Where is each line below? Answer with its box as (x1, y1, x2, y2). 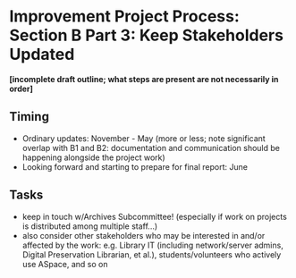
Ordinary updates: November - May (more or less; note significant (21, 132, 266, 144)
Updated (9, 45, 75, 64)
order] (9, 83, 34, 94)
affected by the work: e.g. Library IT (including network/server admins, (21, 240, 283, 250)
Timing (9, 109, 49, 124)
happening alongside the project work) (21, 152, 165, 163)
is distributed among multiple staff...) (21, 221, 158, 232)
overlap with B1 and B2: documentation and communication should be (21, 142, 280, 153)
